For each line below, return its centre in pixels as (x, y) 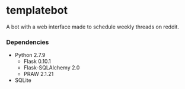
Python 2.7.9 (30, 55)
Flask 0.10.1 (37, 61)
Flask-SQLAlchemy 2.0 (52, 68)
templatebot (37, 10)
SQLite (23, 80)
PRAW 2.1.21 (39, 74)
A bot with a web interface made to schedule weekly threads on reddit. (93, 27)
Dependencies (28, 42)
